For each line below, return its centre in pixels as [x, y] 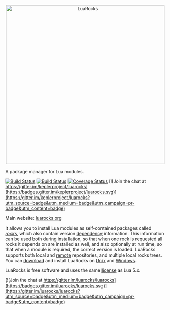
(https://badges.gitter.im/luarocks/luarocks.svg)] [56, 286]
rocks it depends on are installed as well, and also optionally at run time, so [84, 244]
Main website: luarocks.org [33, 218]
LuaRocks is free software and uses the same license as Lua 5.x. [73, 270]
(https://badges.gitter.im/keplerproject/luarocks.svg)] [61, 192]
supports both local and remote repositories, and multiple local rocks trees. [84, 255]
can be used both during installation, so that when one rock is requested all [84, 239]
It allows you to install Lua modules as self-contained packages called [78, 228]
